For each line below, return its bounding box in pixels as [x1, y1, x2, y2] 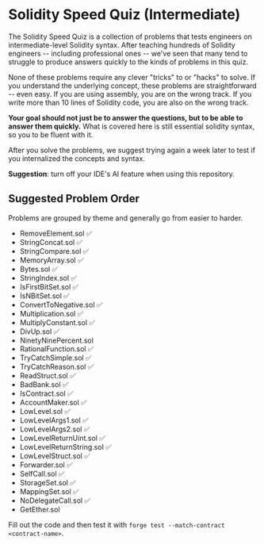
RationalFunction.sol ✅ [19, 343, 94, 354]
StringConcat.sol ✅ [19, 237, 83, 247]
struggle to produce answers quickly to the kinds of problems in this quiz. [8, 57, 248, 67]
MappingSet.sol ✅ [19, 486, 79, 496]
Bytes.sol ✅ [19, 264, 59, 274]
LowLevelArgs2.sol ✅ [19, 424, 90, 434]
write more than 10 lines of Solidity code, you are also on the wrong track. [8, 98, 249, 107]
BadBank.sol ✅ [19, 379, 69, 389]
